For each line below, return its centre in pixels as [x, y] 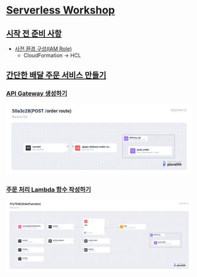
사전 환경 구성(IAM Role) [43, 49]
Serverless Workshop [60, 10]
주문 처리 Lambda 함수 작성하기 [49, 189]
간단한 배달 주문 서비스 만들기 [56, 75]
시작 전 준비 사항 [34, 33]
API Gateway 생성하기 [37, 94]
